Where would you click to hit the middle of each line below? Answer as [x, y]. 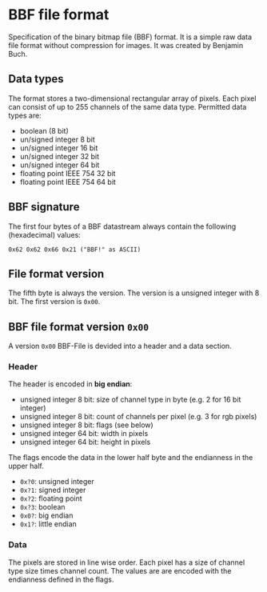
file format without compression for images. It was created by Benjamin [126, 45]
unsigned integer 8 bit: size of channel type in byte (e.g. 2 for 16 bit [130, 400]
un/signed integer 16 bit [59, 148]
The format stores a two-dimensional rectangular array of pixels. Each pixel [132, 98]
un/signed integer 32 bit [60, 156]
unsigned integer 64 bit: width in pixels [84, 434]
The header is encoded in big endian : [70, 384]
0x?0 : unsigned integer [57, 482]
